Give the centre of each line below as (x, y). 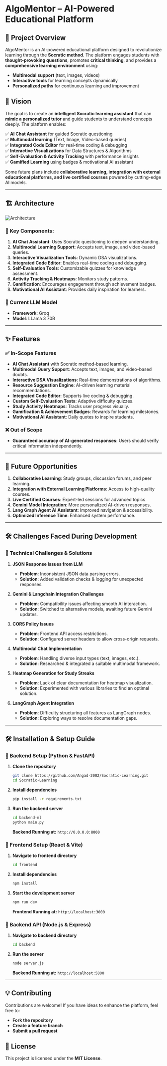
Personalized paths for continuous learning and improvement (76, 86)
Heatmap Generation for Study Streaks (53, 673)
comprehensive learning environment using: (52, 66)
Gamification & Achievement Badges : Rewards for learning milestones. (86, 412)
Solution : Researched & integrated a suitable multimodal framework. (90, 663)
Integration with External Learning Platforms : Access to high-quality (83, 489)
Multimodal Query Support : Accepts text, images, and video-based (82, 369)
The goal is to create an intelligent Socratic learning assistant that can (78, 113)
